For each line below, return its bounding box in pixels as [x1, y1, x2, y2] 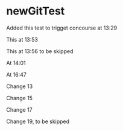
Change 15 [6, 94, 33, 101]
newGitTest [6, 4, 65, 18]
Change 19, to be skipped [6, 118, 70, 125]
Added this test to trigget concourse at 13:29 [6, 24, 118, 31]
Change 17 [6, 106, 33, 113]
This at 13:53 [6, 36, 38, 43]
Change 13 [6, 83, 33, 90]
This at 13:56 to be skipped [6, 47, 74, 55]
